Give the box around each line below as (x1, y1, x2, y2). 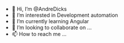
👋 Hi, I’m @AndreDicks (11, 6, 67, 12)
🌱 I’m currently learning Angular (11, 18, 90, 24)
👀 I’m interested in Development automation (11, 12, 118, 19)
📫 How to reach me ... (11, 31, 67, 37)
